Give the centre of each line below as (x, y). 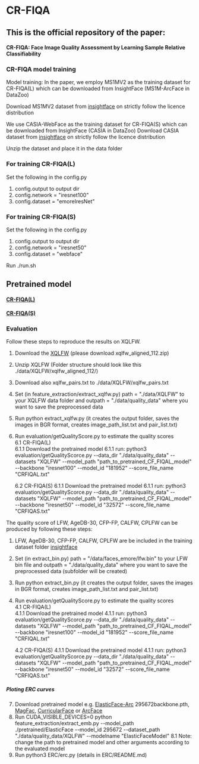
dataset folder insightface (46, 547)
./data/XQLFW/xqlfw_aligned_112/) (56, 371)
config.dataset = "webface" (49, 254)
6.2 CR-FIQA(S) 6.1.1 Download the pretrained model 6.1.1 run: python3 (100, 485)
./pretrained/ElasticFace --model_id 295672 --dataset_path (87, 729)
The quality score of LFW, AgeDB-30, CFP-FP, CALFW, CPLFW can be (92, 522)
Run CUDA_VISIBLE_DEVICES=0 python (63, 717)
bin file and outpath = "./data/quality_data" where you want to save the (101, 565)
